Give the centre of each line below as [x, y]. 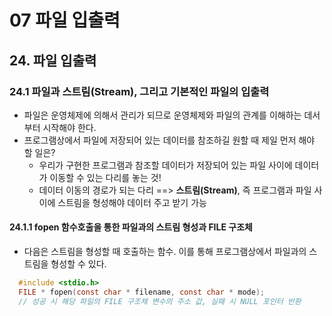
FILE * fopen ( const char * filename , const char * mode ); [142, 292]
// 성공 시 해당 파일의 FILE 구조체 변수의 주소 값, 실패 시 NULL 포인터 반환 [160, 301]
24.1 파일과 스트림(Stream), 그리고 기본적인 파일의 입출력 [139, 91]
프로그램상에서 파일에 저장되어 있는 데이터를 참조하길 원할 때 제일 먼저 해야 [169, 140]
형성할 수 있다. [78, 264]
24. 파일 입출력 [53, 60]
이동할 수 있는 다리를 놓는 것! [105, 177]
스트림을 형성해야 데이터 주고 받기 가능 [132, 202]
